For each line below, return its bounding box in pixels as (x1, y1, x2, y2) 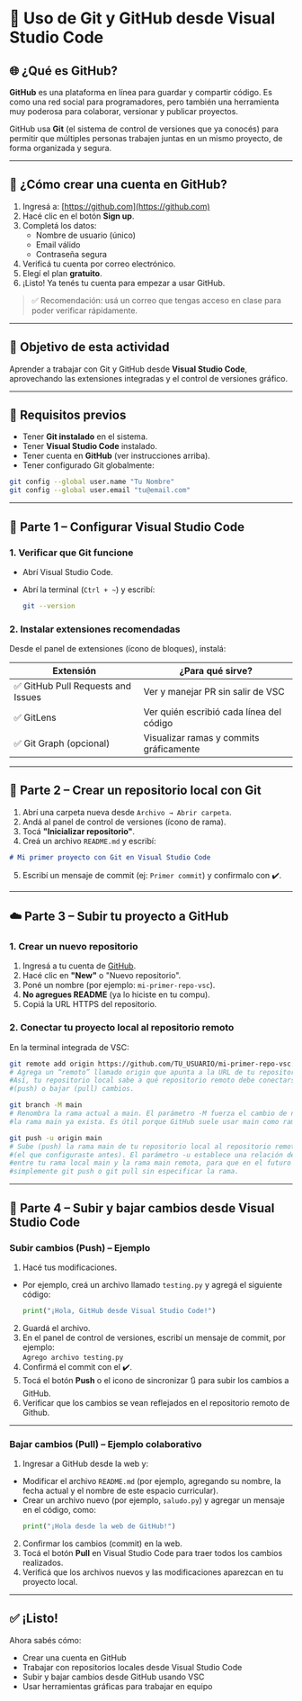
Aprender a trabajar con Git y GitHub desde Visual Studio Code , (9, 364, 248, 374)
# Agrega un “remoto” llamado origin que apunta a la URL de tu (9, 1067, 255, 1076)
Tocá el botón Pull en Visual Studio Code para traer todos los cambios (22, 1547, 283, 1558)
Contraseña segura (35, 248, 108, 259)
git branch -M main (9, 1101, 83, 1110)
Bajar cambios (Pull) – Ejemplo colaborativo (9, 1437, 202, 1450)
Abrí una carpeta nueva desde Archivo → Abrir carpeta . (22, 806, 232, 817)
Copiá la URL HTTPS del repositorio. (22, 999, 157, 1010)
